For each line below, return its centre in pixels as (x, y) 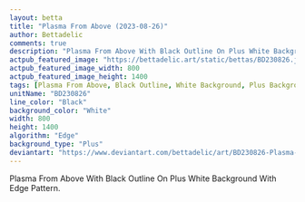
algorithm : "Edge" (44, 136)
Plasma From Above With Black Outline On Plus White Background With (143, 178)
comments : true (38, 43)
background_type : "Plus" (56, 144)
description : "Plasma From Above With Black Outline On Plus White (140, 52)
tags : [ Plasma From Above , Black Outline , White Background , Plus (138, 85)
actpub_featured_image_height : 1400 (79, 77)
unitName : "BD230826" (50, 93)
